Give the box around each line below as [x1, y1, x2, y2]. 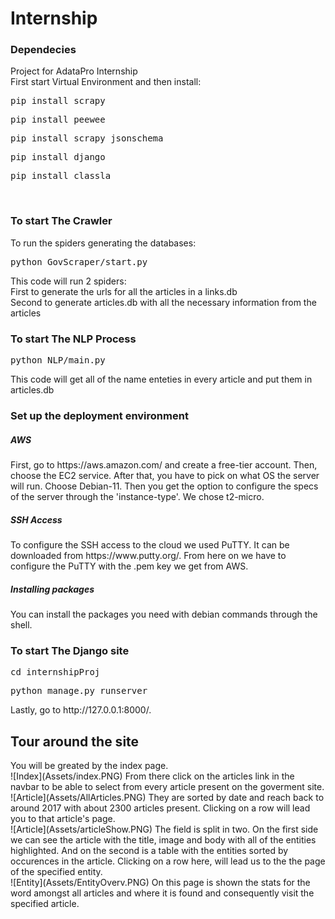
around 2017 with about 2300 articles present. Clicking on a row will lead [10, 802, 311, 814]
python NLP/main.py [10, 355, 106, 366]
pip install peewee [10, 114, 106, 126]
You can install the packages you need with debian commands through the [10, 608, 318, 620]
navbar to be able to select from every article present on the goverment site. [10, 781, 325, 793]
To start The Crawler [10, 214, 113, 228]
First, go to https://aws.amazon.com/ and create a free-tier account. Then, [10, 458, 318, 471]
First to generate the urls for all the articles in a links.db [10, 285, 238, 297]
